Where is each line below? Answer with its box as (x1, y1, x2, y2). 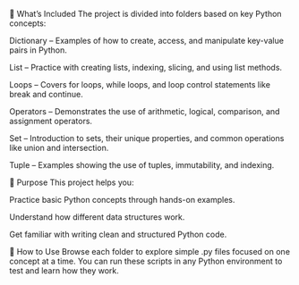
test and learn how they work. (9, 265, 119, 276)
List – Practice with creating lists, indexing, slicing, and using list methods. (9, 63, 283, 72)
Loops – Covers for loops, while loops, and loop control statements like (9, 80, 271, 89)
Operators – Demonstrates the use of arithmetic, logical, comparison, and (9, 106, 280, 116)
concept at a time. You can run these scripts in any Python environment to (9, 256, 283, 266)
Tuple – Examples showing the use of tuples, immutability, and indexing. (9, 160, 275, 170)
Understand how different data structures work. (9, 212, 185, 222)
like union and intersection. (9, 143, 109, 153)
